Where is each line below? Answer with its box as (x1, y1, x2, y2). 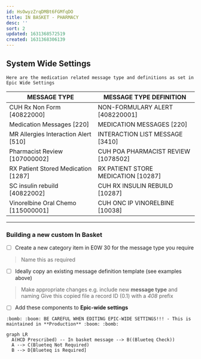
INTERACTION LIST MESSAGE (98, 130, 183, 138)
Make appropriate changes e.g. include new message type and (20, 286, 178, 293)
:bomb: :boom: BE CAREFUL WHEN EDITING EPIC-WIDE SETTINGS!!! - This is (6, 316, 191, 322)
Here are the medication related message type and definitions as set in (6, 74, 194, 81)
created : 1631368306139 (6, 36, 66, 42)
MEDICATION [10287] (98, 172, 162, 180)
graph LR (6, 331, 28, 338)
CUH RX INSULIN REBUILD (98, 181, 173, 190)
